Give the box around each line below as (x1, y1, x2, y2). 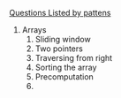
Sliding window (34, 34, 91, 44)
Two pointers (34, 43, 84, 54)
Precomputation (34, 72, 95, 82)
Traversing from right (34, 53, 113, 63)
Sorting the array (34, 62, 97, 72)
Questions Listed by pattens (9, 8, 111, 18)
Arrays (21, 25, 47, 34)
